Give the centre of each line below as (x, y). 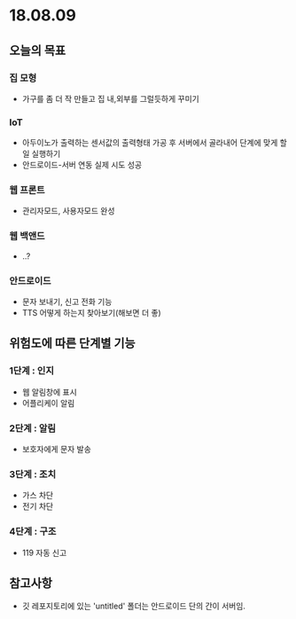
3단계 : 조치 (32, 474)
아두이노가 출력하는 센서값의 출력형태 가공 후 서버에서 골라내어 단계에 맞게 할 (155, 143)
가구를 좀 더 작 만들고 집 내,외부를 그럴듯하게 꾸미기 (110, 98)
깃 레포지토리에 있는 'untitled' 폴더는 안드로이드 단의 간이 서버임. (134, 606)
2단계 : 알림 (32, 428)
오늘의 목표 (38, 50)
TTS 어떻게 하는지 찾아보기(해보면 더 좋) (91, 313)
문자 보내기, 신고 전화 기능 (67, 302)
